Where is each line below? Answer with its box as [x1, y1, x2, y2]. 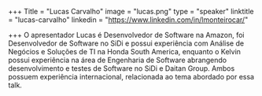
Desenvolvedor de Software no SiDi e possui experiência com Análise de [8, 39, 245, 48]
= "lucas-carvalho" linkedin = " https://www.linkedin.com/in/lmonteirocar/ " [8, 15, 249, 24]
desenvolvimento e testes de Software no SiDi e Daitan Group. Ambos [8, 64, 235, 73]
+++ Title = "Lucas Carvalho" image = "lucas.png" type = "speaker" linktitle [8, 7, 254, 16]
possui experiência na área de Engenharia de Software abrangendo [8, 55, 227, 65]
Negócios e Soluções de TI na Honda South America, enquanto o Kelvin [8, 47, 242, 56]
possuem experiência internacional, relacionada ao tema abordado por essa [8, 72, 254, 81]
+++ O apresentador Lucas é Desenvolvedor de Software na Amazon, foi [8, 31, 245, 39]
